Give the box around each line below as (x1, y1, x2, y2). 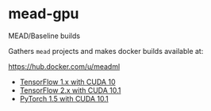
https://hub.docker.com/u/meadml (8, 61, 121, 71)
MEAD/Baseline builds (8, 31, 81, 40)
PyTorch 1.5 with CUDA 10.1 (19, 94, 109, 103)
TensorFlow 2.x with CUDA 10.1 (19, 85, 121, 95)
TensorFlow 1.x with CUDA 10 (19, 77, 116, 86)
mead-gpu (8, 5, 79, 23)
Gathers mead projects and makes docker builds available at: (8, 46, 204, 55)
